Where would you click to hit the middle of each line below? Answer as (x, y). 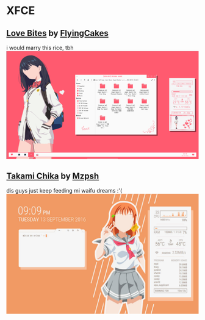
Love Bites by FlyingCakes (57, 33)
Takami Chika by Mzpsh (53, 176)
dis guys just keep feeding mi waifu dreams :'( (64, 191)
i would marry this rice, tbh (40, 48)
